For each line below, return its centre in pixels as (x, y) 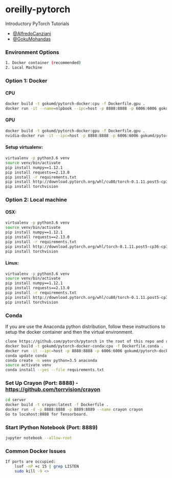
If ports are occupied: (31, 462)
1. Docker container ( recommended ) (43, 63)
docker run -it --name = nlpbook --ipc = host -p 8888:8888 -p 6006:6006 (81, 108)
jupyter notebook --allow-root (39, 438)
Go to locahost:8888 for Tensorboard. (47, 415)
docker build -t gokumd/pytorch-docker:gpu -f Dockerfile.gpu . (75, 131)
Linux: (12, 263)
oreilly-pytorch (38, 9)
